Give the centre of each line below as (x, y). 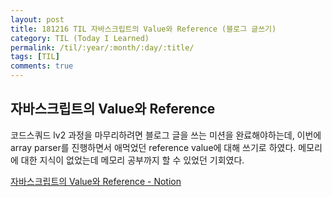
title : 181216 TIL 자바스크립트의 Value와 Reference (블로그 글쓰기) (143, 29)
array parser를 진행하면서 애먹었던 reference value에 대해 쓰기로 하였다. (153, 147)
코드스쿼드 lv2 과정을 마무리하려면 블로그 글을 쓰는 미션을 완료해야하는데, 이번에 (166, 135)
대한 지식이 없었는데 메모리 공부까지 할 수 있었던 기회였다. (132, 160)
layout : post (37, 19)
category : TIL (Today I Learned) (80, 38)
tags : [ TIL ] (35, 57)
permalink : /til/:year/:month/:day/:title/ (102, 47)
